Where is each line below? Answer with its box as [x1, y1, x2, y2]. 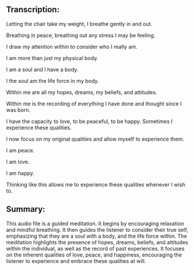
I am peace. [6, 146, 35, 154]
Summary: [6, 204, 45, 214]
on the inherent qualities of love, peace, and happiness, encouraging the [6, 251, 182, 258]
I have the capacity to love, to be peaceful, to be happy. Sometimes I [6, 118, 173, 125]
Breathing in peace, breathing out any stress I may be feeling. [6, 32, 156, 39]
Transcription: [6, 5, 60, 15]
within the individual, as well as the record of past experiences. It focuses [6, 245, 185, 252]
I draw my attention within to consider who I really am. [6, 43, 137, 50]
